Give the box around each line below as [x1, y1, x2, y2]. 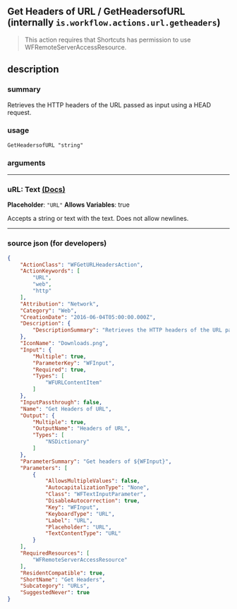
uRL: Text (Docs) [7, 185, 66, 195]
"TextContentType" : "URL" [44, 530, 121, 537]
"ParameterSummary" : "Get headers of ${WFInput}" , [20, 458, 172, 465]
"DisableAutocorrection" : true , [44, 498, 140, 505]
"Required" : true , [32, 366, 87, 373]
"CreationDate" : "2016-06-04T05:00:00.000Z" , [20, 313, 157, 320]
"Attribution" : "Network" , [20, 300, 99, 308]
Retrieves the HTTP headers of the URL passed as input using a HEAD [7, 100, 212, 109]
